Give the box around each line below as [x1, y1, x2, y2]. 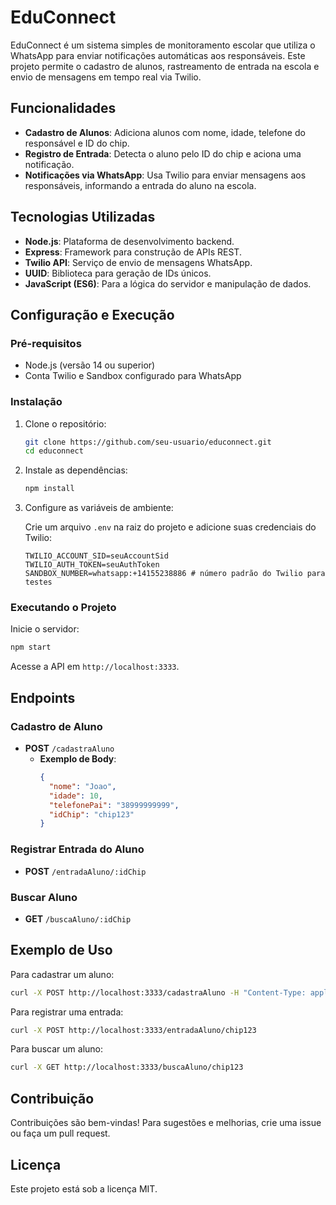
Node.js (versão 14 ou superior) [24, 359, 156, 371]
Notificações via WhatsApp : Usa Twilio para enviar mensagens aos [24, 169, 307, 181]
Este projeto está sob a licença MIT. [10, 1182, 158, 1195]
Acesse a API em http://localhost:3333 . [10, 661, 180, 673]
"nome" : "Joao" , [48, 781, 117, 791]
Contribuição [10, 1090, 95, 1107]
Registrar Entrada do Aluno [10, 842, 145, 856]
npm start [10, 642, 52, 653]
